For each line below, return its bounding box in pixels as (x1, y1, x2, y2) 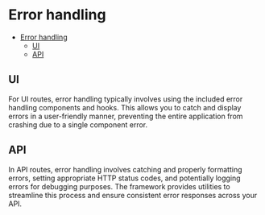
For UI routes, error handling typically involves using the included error (8, 94, 243, 104)
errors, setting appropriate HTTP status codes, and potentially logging (8, 173, 241, 183)
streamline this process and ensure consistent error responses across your (8, 190, 258, 200)
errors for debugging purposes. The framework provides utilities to (8, 181, 231, 191)
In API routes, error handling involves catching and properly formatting (8, 164, 243, 174)
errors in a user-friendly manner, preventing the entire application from (8, 111, 243, 121)
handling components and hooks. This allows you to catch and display (8, 102, 242, 112)
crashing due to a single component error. (8, 119, 147, 130)
